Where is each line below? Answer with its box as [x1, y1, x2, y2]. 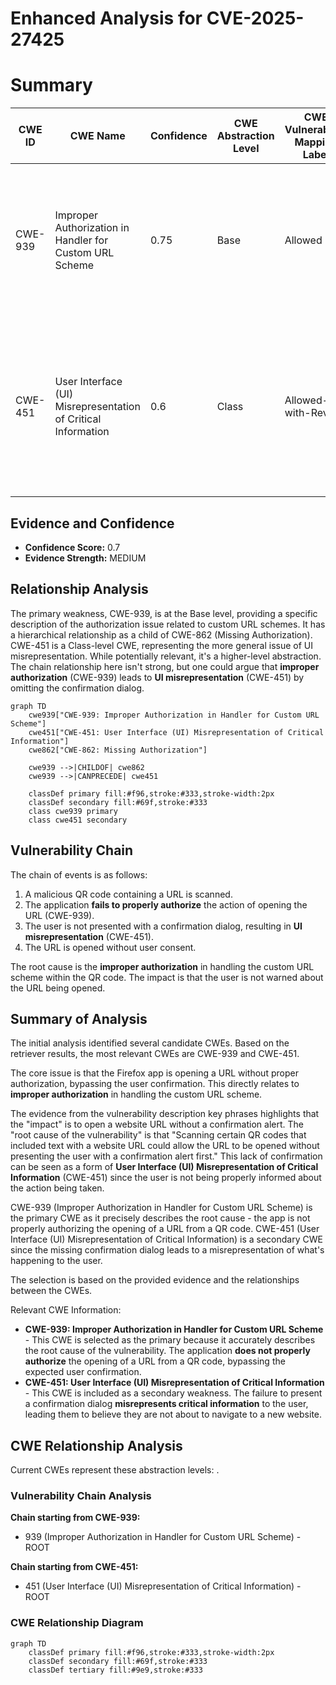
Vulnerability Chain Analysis [10, 1489, 152, 1503]
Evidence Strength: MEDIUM [24, 552, 147, 564]
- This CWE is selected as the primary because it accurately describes [24, 1334, 316, 1346]
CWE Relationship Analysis [10, 1437, 183, 1454]
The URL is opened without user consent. [24, 941, 197, 953]
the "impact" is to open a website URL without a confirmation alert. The [10, 1118, 304, 1131]
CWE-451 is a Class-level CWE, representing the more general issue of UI [10, 639, 314, 651]
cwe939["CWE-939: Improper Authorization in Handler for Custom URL [28, 710, 320, 720]
